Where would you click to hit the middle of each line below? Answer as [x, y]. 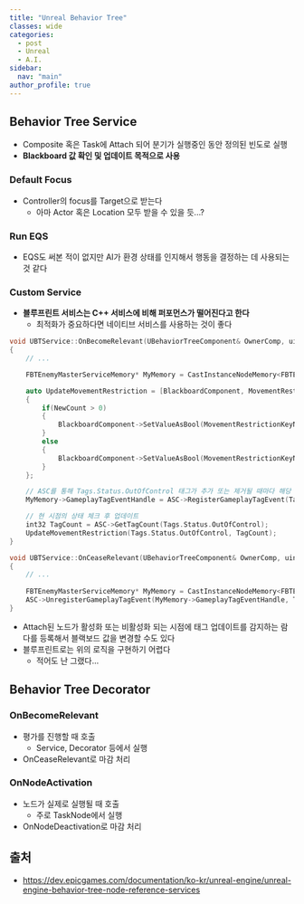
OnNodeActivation [51, 783]
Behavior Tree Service [73, 122]
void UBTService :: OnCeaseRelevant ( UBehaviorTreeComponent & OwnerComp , [145, 557]
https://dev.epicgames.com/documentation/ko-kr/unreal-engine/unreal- [157, 880]
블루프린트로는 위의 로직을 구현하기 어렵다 [96, 649]
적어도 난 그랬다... [67, 661]
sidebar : [26, 69]
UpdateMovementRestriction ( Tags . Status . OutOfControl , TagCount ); [152, 533]
